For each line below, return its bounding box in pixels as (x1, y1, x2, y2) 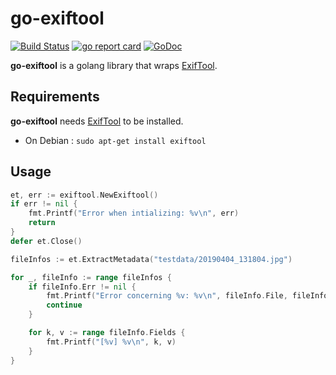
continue (46, 300, 83, 311)
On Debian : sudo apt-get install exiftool (24, 134, 207, 146)
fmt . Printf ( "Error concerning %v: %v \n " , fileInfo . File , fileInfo (46, 291, 329, 301)
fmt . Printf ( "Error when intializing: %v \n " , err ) (28, 208, 240, 219)
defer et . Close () (10, 236, 83, 246)
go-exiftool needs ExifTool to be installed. (10, 115, 184, 127)
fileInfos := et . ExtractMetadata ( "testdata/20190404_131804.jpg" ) (10, 254, 293, 264)
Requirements (10, 88, 100, 106)
